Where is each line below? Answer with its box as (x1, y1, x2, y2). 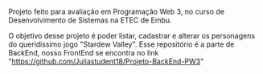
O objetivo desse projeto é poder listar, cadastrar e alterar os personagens (8, 31, 256, 40)
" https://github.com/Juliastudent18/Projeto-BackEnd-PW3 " (8, 56, 204, 66)
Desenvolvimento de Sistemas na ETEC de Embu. (8, 15, 172, 25)
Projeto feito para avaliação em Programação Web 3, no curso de (8, 7, 225, 16)
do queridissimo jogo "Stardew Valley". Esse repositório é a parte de (8, 39, 235, 49)
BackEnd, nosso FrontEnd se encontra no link (8, 48, 159, 57)
